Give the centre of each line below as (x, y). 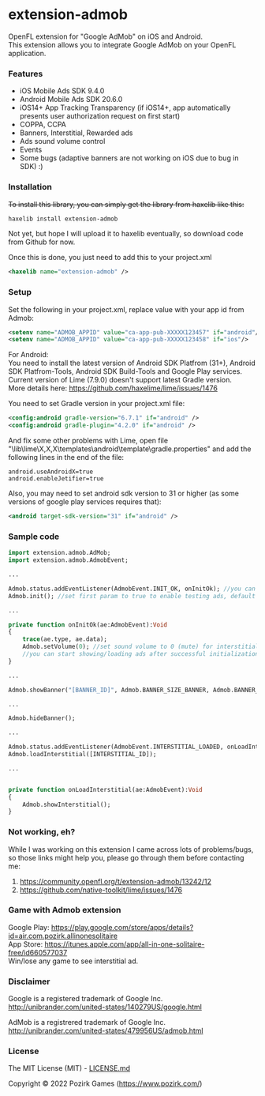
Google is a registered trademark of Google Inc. (86, 999)
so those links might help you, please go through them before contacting (126, 857)
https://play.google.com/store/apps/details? (122, 927)
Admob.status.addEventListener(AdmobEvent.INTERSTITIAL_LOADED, (116, 747)
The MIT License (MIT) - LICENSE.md (69, 1068)
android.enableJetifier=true (56, 479)
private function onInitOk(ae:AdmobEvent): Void (88, 625)
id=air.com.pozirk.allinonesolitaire (63, 936)
